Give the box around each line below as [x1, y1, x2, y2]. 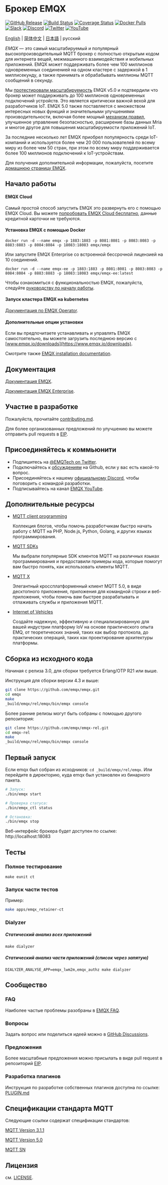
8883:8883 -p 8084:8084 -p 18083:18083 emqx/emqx [5, 242, 111, 247]
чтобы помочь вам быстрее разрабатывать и [42, 594, 139, 600]
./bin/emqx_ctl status [5, 805, 53, 810]
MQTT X [12, 573, 30, 579]
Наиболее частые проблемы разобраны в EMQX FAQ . [5, 1007, 120, 1013]
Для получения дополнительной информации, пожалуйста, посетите [5, 160, 153, 166]
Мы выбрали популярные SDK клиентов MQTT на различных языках [12, 553, 159, 559]
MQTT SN [5, 1147, 26, 1153]
